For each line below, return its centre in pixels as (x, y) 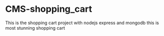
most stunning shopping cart (35, 28)
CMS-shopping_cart (49, 9)
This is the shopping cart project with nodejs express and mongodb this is (82, 23)
